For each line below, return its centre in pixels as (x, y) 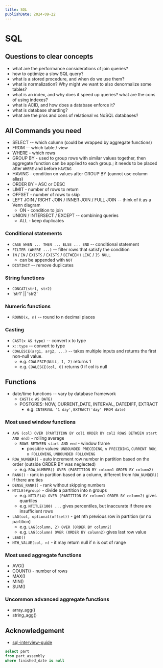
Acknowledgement (35, 630)
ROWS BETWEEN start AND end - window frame (65, 443)
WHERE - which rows (34, 153)
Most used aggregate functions (43, 555)
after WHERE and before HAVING (42, 169)
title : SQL (16, 10)
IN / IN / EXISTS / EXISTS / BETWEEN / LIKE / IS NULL (61, 254)
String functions (25, 278)
